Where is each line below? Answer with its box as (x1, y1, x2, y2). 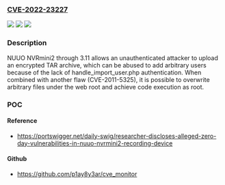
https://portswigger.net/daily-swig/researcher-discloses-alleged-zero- (16, 132, 217, 140)
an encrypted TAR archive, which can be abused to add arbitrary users (7, 61, 207, 69)
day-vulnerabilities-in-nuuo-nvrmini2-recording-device (16, 139, 173, 147)
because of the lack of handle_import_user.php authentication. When (7, 68, 202, 76)
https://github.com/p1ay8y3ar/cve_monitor (16, 169, 137, 178)
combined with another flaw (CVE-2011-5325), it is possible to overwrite (7, 75, 210, 83)
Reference (7, 117, 38, 125)
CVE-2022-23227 (7, 5, 68, 14)
